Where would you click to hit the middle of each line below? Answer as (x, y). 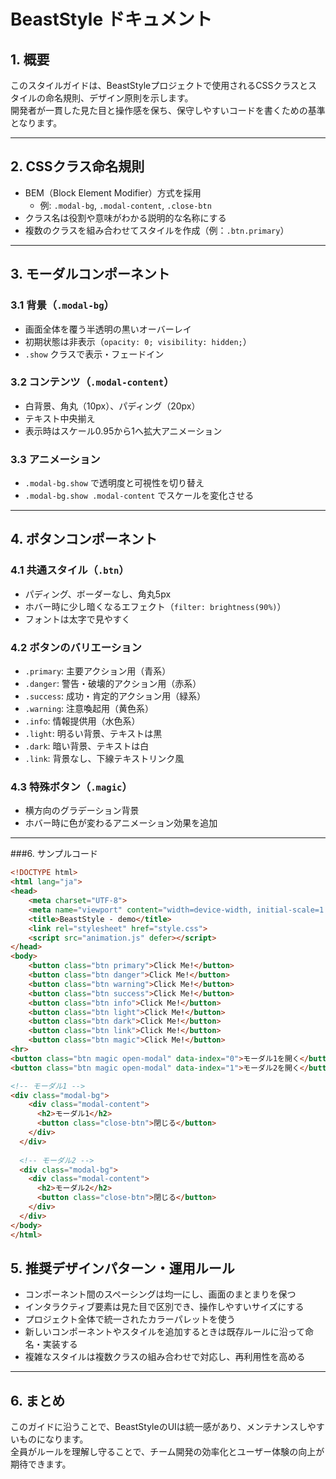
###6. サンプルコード (54, 854)
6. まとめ (38, 1400)
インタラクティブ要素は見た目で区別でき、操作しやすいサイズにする (164, 1307)
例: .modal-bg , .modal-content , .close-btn (125, 205)
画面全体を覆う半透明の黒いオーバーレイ (108, 329)
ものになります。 (53, 1439)
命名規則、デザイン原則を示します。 (119, 98)
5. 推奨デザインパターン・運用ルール (122, 1268)
